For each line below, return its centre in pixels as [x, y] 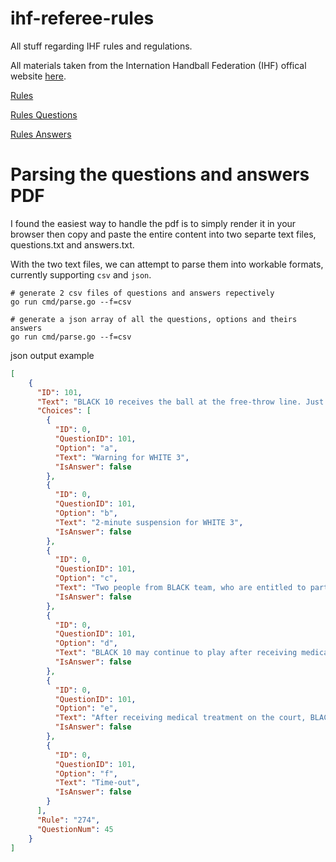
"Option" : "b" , [86, 513]
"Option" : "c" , [86, 578]
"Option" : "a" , [86, 448]
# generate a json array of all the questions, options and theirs [154, 319]
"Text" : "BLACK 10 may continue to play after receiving [176, 653]
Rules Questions [44, 114]
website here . [38, 76]
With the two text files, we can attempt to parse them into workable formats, [167, 264]
